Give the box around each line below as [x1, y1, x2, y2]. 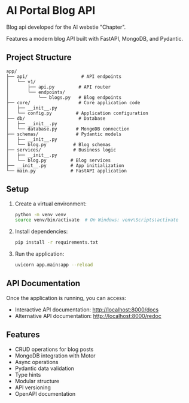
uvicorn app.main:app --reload [14, 262, 93, 268]
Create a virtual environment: [14, 200, 87, 207]
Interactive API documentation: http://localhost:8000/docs [14, 306, 159, 313]
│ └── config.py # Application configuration [6, 110, 148, 116]
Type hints [14, 371, 41, 378]
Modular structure [14, 377, 60, 384]
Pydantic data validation [14, 365, 75, 372]
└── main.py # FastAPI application [6, 168, 127, 174]
